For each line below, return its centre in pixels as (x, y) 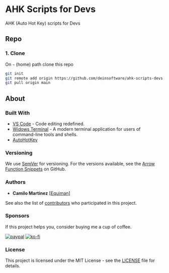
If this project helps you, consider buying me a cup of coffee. (68, 227)
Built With (18, 113)
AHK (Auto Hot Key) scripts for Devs (43, 23)
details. (13, 266)
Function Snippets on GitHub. (36, 169)
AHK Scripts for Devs (51, 9)
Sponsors (17, 216)
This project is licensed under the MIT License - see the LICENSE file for (80, 260)
